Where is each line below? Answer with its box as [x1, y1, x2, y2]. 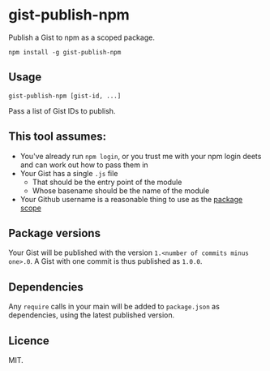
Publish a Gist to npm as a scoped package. [8, 32, 156, 42]
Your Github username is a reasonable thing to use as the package [19, 194, 243, 204]
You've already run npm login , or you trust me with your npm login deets [19, 151, 262, 161]
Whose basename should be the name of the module [32, 185, 210, 196]
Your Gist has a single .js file [19, 168, 118, 178]
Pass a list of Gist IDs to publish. [8, 106, 116, 115]
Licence [8, 334, 50, 347]
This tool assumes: [8, 130, 107, 144]
